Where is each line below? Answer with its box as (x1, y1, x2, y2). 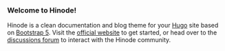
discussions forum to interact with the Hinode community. (7, 36, 171, 44)
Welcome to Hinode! (7, 6, 77, 15)
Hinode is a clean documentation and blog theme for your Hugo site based (7, 21, 219, 30)
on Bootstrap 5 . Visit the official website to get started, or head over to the (7, 28, 217, 37)
